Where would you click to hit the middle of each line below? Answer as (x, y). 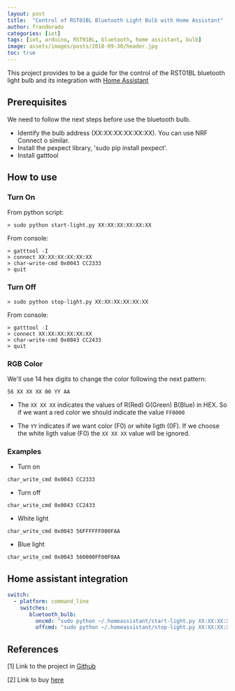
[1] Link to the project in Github (51, 666)
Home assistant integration (67, 578)
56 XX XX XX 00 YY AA (39, 391)
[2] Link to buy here (36, 680)
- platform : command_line (51, 601)
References (33, 649)
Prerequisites (37, 102)
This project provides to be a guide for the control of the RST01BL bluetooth (116, 73)
